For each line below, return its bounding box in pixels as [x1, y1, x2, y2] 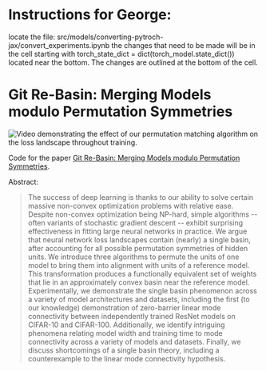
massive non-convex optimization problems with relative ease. [27, 201, 234, 210]
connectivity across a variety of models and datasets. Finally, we [27, 337, 241, 346]
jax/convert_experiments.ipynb [8, 40, 110, 50]
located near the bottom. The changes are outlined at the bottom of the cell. [8, 58, 258, 67]
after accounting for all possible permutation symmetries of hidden [27, 243, 248, 253]
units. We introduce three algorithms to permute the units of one [27, 252, 240, 261]
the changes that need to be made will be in [111, 40, 256, 50]
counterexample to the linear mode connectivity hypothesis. [27, 353, 226, 363]
